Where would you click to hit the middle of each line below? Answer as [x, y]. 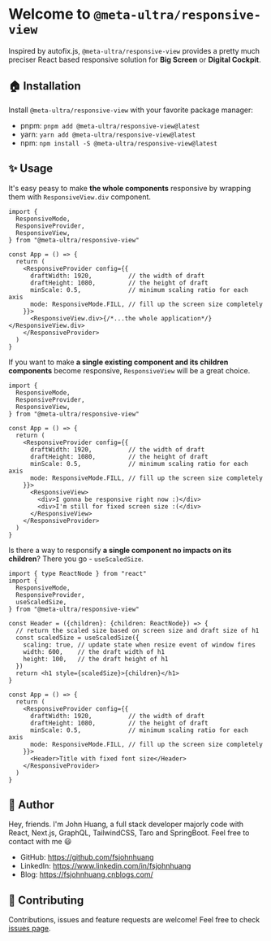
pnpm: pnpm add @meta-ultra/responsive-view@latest [110, 125]
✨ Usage [31, 169]
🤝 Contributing [46, 900]
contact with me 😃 [40, 842]
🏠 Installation [45, 86]
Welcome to [49, 14]
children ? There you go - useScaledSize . [76, 559]
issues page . [30, 929]
